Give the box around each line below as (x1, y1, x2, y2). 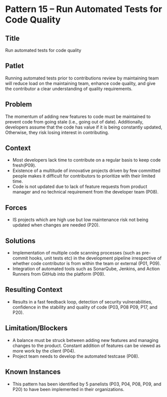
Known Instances (5, 367, 61, 376)
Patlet (5, 61, 24, 70)
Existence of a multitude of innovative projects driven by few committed (12, 167, 161, 173)
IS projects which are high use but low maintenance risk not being (12, 216, 148, 223)
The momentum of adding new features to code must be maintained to (5, 113, 151, 119)
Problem (5, 100, 32, 108)
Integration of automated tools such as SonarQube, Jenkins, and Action (12, 266, 160, 272)
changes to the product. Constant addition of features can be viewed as (12, 342, 161, 348)
